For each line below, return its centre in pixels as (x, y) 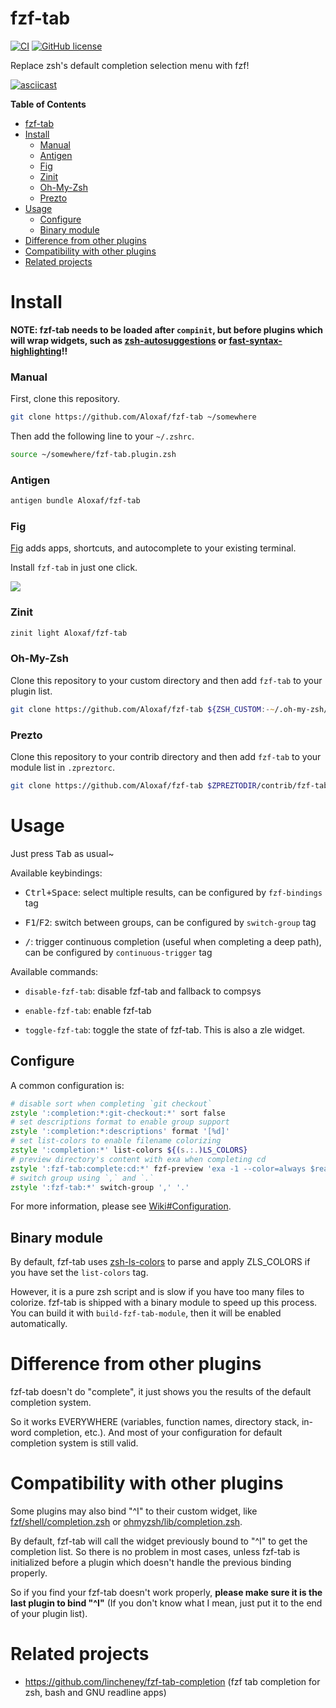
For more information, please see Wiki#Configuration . (121, 1206)
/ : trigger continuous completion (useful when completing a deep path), (173, 941)
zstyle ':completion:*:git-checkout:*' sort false (118, 1113)
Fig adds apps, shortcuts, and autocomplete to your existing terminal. (153, 548)
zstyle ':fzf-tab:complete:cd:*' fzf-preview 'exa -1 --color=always (158, 1168)
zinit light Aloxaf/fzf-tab (69, 633)
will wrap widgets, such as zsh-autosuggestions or (119, 340)
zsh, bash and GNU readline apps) (95, 1693)
